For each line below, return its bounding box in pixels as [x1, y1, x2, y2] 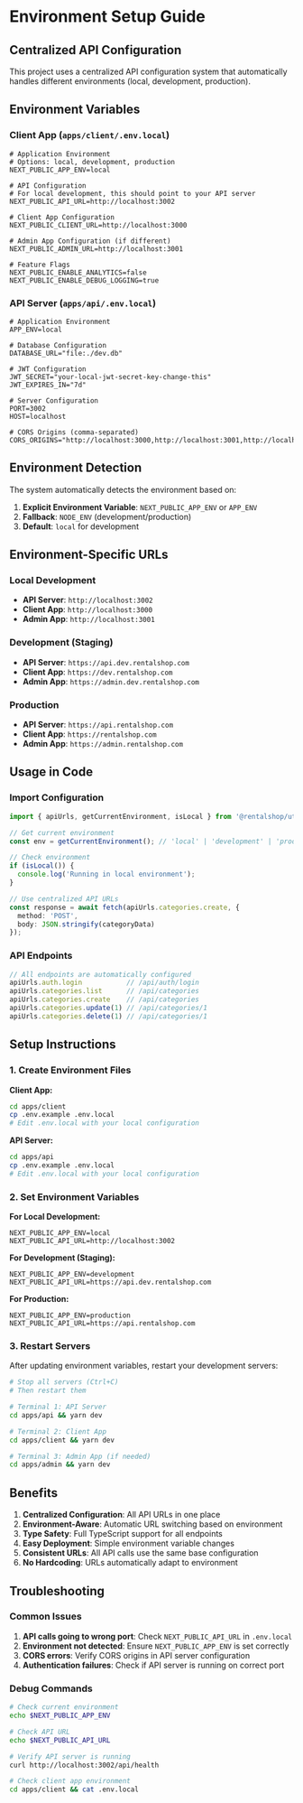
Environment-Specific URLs [9, 547, 169, 562]
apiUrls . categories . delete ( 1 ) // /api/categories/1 [9, 1011, 207, 1021]
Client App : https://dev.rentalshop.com [22, 666, 173, 677]
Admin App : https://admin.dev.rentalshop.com [22, 675, 200, 687]
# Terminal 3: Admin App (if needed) [9, 1452, 151, 1461]
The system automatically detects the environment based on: [9, 484, 237, 495]
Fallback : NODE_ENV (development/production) [22, 511, 192, 522]
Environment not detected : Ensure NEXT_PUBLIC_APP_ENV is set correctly [22, 1640, 289, 1651]
